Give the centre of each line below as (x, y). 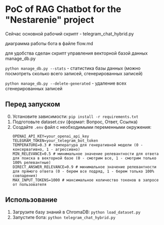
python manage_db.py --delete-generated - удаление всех (66, 83)
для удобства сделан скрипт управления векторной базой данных (76, 53)
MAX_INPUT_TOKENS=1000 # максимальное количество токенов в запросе (86, 180)
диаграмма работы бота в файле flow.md (49, 43)
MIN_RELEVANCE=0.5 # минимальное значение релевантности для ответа (86, 154)
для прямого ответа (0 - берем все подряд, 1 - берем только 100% (83, 171)
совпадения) (25, 176)
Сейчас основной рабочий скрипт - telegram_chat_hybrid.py (69, 34)
